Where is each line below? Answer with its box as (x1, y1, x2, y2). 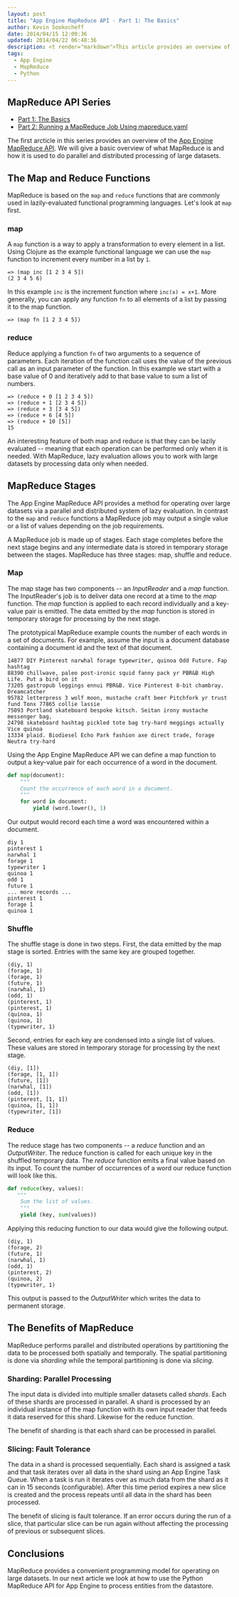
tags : (7, 50, 23, 58)
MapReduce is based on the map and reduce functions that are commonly (7, 191, 221, 200)
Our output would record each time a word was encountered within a (7, 818, 209, 826)
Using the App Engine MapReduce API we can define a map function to (7, 750, 216, 759)
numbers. (7, 379, 36, 388)
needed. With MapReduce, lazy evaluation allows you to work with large (7, 452, 218, 460)
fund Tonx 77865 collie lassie (7, 700, 100, 707)
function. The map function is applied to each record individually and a (7, 599, 215, 608)
